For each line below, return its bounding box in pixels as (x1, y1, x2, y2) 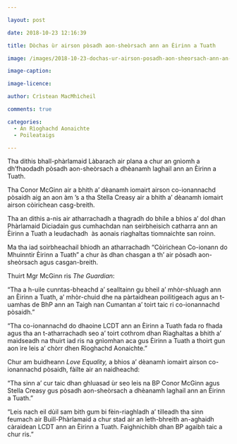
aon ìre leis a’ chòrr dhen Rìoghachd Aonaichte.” (7, 344, 148, 353)
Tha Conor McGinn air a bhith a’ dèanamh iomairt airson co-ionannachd (7, 186, 217, 194)
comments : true (7, 106, 52, 113)
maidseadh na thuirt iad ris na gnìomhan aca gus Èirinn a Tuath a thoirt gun (7, 337, 226, 345)
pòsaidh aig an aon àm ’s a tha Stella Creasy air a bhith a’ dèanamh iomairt (7, 193, 224, 202)
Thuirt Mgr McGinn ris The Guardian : (7, 272, 115, 280)
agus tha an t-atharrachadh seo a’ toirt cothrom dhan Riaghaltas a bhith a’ (7, 329, 222, 337)
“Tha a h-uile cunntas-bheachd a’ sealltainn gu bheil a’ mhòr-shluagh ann (7, 285, 221, 294)
